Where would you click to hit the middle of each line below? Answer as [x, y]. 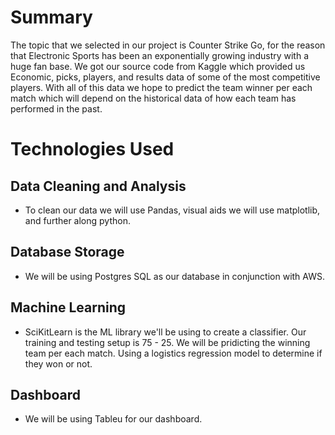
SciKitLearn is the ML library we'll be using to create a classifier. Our [165, 332]
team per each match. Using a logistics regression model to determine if [173, 353]
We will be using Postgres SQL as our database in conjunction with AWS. [174, 276]
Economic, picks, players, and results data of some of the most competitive [165, 77]
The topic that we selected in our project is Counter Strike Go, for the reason [168, 45]
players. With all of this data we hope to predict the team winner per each [161, 87]
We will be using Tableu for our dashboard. [113, 419]
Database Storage [67, 252]
